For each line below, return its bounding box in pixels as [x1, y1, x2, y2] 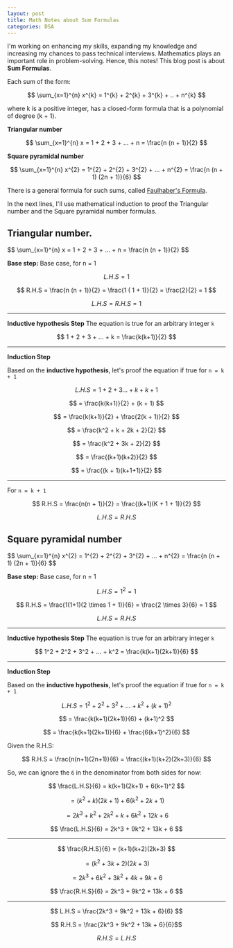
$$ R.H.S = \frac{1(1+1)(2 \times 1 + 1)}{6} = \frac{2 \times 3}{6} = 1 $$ [16, 601, 217, 609]
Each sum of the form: [7, 78, 71, 86]
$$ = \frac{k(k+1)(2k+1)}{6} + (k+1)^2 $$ [58, 715, 175, 723]
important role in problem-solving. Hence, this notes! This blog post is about [7, 57, 225, 65]
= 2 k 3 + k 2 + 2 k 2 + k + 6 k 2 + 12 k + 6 [66, 809, 169, 819]
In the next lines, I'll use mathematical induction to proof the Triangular [7, 200, 209, 208]
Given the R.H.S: [7, 741, 54, 750]
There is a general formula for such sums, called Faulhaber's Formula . [7, 187, 207, 195]
